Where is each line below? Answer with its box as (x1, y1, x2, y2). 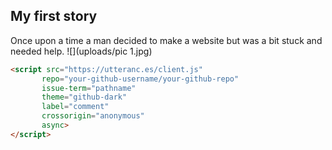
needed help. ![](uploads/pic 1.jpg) (10, 45, 153, 57)
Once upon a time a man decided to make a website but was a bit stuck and (10, 34, 323, 46)
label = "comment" (41, 102, 110, 112)
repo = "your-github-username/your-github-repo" (41, 74, 240, 84)
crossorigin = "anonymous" (41, 111, 145, 121)
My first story (10, 8, 98, 25)
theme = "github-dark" (41, 92, 128, 103)
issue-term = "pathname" (41, 83, 137, 93)
